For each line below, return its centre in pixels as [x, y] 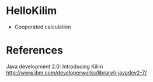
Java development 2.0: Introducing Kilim [55, 66]
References [34, 50]
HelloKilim [32, 11]
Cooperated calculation [43, 27]
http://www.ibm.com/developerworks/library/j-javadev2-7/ [76, 72]
